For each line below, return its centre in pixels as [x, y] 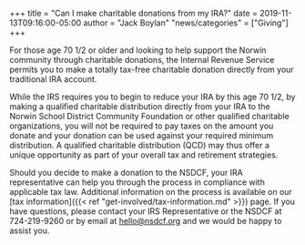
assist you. [30, 230]
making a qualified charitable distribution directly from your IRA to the [140, 107]
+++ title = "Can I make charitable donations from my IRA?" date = [133, 13]
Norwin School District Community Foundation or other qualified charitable [149, 116]
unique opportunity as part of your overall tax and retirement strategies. [144, 155]
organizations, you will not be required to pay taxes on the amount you [142, 126]
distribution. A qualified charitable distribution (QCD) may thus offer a [140, 145]
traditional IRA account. [53, 79]
